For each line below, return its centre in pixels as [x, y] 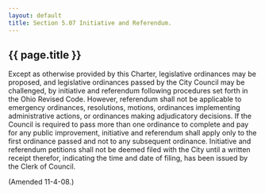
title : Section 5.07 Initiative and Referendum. [90, 23]
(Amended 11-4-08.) [41, 182]
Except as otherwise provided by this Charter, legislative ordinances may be [132, 74]
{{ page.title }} [45, 55]
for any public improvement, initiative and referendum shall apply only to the [132, 133]
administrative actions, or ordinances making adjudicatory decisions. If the [130, 116]
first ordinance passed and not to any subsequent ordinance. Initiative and [130, 141]
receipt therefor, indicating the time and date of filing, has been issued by [128, 158]
